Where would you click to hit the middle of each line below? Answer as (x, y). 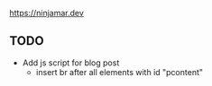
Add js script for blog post (71, 63)
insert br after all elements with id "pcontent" (120, 72)
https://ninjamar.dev (46, 13)
